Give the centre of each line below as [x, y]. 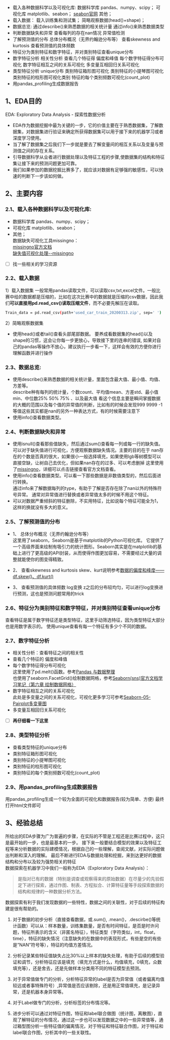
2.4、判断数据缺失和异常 [35, 432]
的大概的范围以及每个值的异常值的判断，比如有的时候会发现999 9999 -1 [88, 405]
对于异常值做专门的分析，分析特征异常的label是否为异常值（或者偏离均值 [89, 979]
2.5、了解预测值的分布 [33, 522]
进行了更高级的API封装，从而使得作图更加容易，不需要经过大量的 [90, 553]
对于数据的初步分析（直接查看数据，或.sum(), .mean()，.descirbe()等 [84, 919]
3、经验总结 [24, 823]
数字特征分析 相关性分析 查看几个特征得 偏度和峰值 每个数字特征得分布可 [88, 58]
